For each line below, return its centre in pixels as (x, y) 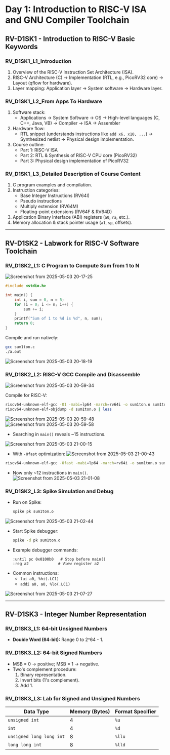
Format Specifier (135, 711)
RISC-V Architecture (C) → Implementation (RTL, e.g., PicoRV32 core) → (88, 77)
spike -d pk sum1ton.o (36, 540)
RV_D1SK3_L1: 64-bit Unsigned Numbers (56, 629)
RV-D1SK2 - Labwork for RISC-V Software (72, 243)
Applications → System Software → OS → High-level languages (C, (90, 118)
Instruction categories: (36, 190)
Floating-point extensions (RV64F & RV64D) (66, 212)
